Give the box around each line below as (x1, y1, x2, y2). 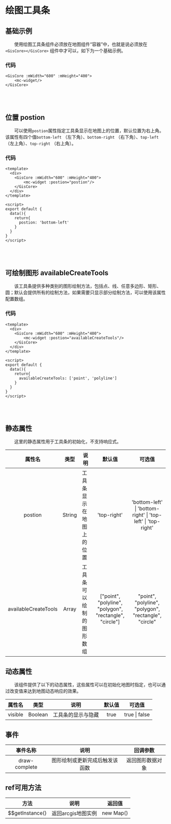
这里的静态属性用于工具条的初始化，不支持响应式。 (14, 439, 121, 445)
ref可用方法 (5, 784, 42, 792)
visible (8, 711, 24, 718)
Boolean (28, 711, 48, 718)
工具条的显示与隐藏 (52, 711, 99, 719)
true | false (124, 711, 150, 718)
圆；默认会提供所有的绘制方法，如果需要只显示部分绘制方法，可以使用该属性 (5, 290, 166, 296)
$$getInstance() (8, 809, 47, 816)
